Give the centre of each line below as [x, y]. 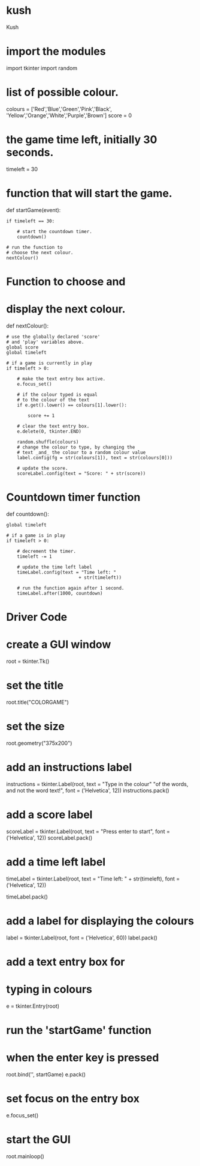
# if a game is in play [36, 536]
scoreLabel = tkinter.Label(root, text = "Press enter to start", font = [88, 831]
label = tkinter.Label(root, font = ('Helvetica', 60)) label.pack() [82, 938]
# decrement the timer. [47, 551]
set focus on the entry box [73, 1098]
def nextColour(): [28, 326]
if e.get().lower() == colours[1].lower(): [72, 405]
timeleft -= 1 [34, 557]
